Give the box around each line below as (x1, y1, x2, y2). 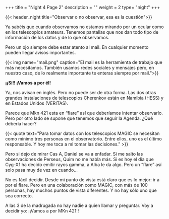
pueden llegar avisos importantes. (5, 50, 76, 55)
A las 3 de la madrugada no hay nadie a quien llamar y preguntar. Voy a (5, 202, 153, 208)
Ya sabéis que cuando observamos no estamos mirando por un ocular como (5, 24, 164, 30)
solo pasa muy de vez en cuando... (5, 167, 78, 173)
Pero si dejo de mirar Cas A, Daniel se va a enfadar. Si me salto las (5, 151, 143, 157)
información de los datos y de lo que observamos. (5, 35, 109, 40)
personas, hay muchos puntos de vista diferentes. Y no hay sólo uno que (5, 187, 157, 193)
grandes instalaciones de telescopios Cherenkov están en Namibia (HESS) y (5, 95, 164, 101)
